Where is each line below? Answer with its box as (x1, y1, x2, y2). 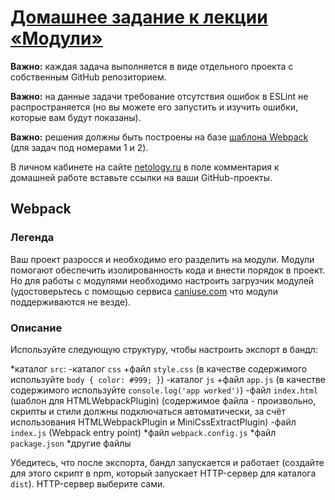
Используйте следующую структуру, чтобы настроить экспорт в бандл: (10, 343, 318, 355)
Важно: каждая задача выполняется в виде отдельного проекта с (10, 60, 294, 72)
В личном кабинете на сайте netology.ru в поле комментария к (10, 161, 280, 173)
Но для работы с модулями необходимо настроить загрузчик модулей (10, 274, 315, 286)
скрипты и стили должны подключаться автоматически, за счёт (10, 405, 286, 417)
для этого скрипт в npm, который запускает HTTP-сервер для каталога (10, 467, 317, 479)
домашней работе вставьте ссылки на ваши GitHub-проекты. (10, 171, 273, 183)
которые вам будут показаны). (10, 111, 142, 123)
